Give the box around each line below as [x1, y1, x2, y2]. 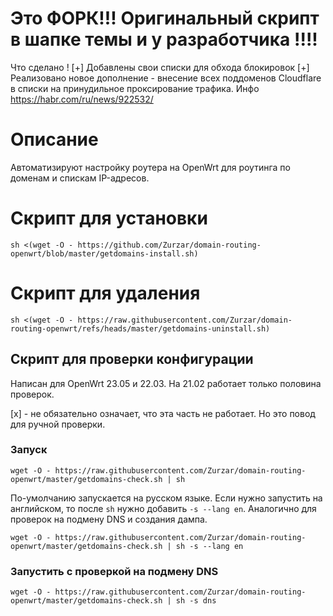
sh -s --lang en [175, 541, 244, 551]
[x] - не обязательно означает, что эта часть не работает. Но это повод [10, 407, 316, 419]
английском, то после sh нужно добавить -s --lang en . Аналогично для [10, 502, 317, 514]
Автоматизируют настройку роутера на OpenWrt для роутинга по [10, 161, 291, 173]
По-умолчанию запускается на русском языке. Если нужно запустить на [10, 492, 323, 504]
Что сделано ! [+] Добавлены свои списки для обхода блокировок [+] [10, 61, 310, 73]
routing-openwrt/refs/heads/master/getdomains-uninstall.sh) [10, 323, 271, 334]
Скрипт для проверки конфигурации [10, 351, 254, 368]
